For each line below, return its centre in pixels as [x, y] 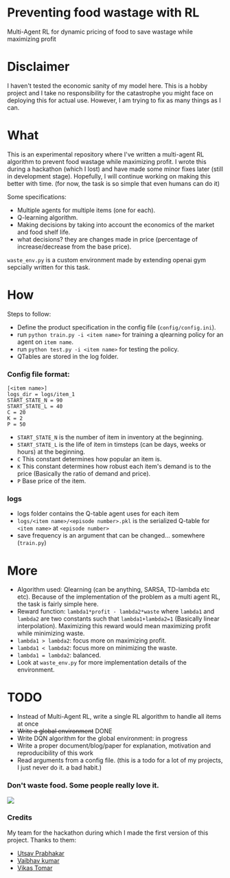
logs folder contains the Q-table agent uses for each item [98, 513]
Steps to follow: [29, 314]
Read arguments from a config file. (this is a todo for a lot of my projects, [120, 761]
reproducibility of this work [55, 753]
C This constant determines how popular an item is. [89, 459]
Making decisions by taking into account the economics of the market [116, 224]
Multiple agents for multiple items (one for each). [86, 210]
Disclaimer [38, 67]
